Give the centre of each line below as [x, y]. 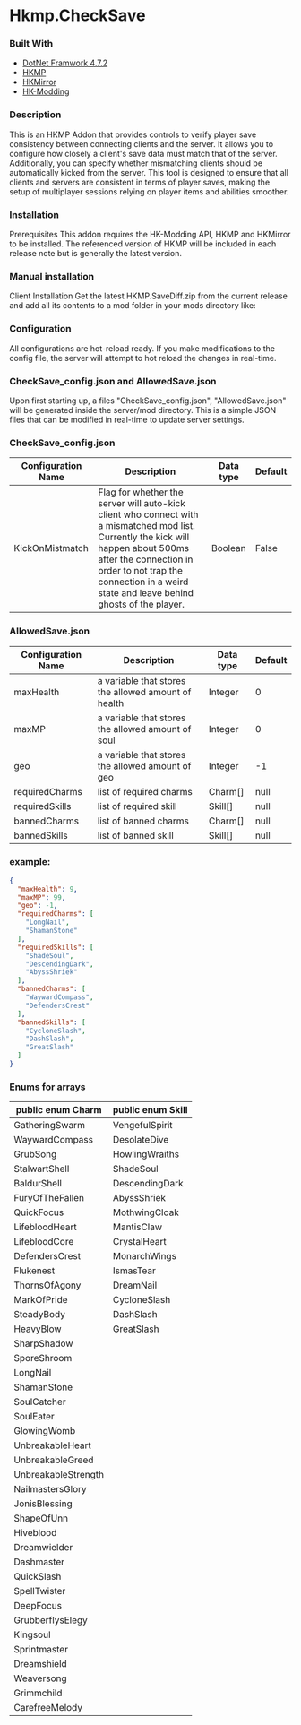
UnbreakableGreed [54, 1460]
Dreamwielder [43, 1548]
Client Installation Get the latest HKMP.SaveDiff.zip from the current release [149, 296]
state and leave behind [146, 593]
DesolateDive [141, 1140]
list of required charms [145, 791]
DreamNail [135, 1285]
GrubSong [35, 1154]
